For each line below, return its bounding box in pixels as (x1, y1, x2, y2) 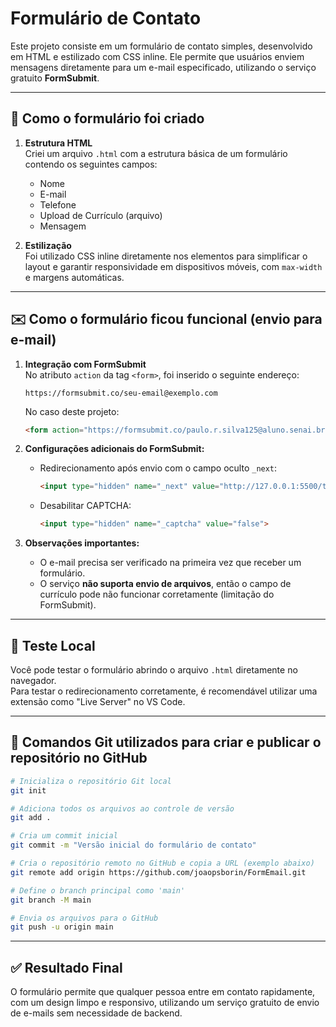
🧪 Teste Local (10, 637, 96, 654)
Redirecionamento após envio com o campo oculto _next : (39, 462, 278, 474)
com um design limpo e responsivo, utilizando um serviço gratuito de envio (10, 997, 320, 1009)
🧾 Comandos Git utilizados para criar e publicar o (10, 734, 322, 751)
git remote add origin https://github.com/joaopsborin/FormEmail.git (10, 867, 307, 877)
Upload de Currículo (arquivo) (39, 209, 163, 221)
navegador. (10, 675, 57, 686)
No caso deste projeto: (24, 405, 120, 417)
